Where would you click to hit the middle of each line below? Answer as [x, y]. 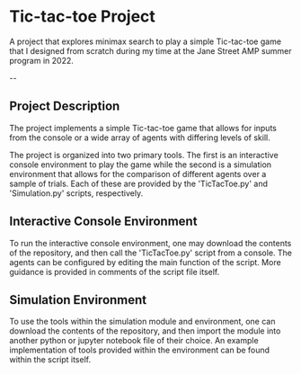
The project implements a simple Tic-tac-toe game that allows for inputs [143, 128]
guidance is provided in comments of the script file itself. [115, 272]
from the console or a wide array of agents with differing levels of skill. [140, 138]
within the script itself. [50, 360]
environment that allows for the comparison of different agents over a [138, 174]
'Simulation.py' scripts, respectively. [76, 193]
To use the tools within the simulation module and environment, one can [142, 322]
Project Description [65, 107]
